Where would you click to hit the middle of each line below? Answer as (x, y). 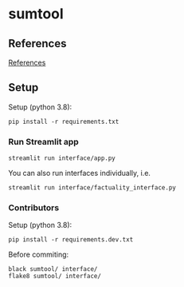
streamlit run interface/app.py (62, 158)
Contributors (34, 208)
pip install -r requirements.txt (64, 122)
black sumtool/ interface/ (53, 269)
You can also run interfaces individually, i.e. (80, 173)
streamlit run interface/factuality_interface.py (92, 188)
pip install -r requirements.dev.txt (71, 240)
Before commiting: (39, 255)
